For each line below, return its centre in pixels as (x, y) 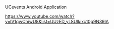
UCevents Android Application (36, 7)
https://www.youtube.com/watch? (40, 16)
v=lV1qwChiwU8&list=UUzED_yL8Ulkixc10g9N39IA (57, 22)
